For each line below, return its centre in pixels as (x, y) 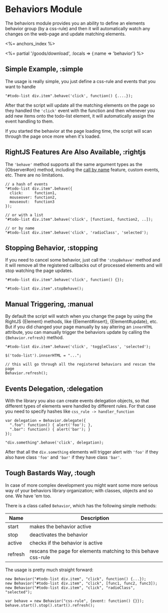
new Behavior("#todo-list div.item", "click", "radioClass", (70, 588)
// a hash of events (27, 184)
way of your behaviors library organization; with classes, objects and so (79, 490)
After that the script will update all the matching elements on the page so (80, 105)
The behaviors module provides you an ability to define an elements (75, 23)
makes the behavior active (60, 527)
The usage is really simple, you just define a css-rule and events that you (80, 81)
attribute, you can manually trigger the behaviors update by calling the (77, 332)
